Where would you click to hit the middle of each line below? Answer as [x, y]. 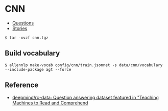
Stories [20, 28]
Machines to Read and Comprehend [50, 103]
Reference [22, 85]
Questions [23, 23]
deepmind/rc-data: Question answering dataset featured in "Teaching [86, 97]
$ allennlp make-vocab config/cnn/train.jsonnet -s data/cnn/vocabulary [84, 65]
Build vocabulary [32, 53]
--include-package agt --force [38, 69]
